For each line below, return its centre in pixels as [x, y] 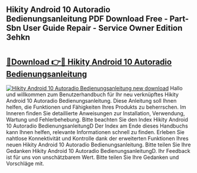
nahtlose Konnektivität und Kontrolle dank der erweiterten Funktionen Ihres [97, 138]
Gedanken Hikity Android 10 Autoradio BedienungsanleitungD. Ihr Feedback [98, 151]
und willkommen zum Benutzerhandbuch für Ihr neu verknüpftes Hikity [93, 94]
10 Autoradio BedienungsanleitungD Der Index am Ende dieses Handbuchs [97, 126]
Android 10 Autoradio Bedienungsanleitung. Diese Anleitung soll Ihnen [91, 101]
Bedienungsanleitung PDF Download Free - [87, 19]
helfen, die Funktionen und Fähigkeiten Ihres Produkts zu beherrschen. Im [96, 107]
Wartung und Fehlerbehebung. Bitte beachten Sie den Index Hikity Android [97, 120]
